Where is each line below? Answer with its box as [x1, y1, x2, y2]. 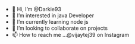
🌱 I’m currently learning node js [11, 18, 89, 25]
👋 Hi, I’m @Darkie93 [11, 6, 61, 12]
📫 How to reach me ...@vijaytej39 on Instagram [11, 32, 130, 38]
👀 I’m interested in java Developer [11, 12, 94, 19]
